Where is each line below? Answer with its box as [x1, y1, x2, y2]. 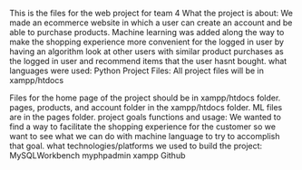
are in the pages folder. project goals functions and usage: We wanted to [9, 112, 281, 122]
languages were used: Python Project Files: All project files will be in [9, 65, 265, 76]
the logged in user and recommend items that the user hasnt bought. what [9, 56, 287, 66]
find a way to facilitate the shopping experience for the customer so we [9, 121, 277, 132]
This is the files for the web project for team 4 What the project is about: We [9, 8, 293, 18]
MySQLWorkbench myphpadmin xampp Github [9, 150, 186, 161]
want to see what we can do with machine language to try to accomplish [9, 131, 280, 141]
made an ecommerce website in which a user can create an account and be [9, 17, 293, 28]
